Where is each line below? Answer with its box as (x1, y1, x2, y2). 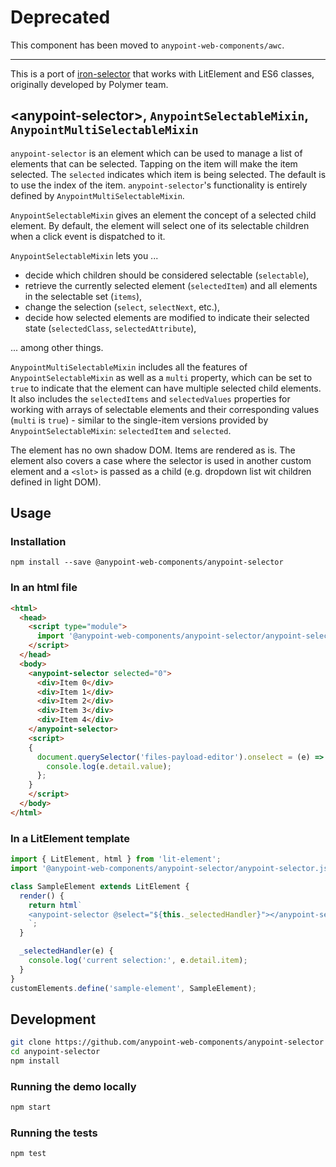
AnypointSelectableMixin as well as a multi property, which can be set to (10, 371, 313, 383)
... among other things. (10, 341, 104, 353)
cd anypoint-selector (10, 1047, 101, 1057)
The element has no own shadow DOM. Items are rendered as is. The (10, 444, 296, 456)
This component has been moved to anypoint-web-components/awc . (10, 39, 285, 51)
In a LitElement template (10, 831, 130, 845)
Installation (10, 535, 67, 549)
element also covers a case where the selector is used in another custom (10, 454, 312, 466)
